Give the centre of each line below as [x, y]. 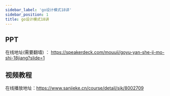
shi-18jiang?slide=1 [25, 58]
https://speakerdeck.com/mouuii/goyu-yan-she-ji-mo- [108, 52]
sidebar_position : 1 [27, 15]
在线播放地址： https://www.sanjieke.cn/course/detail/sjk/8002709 [75, 88]
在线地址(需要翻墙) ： [28, 52]
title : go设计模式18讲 [27, 19]
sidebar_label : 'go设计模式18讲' [38, 10]
